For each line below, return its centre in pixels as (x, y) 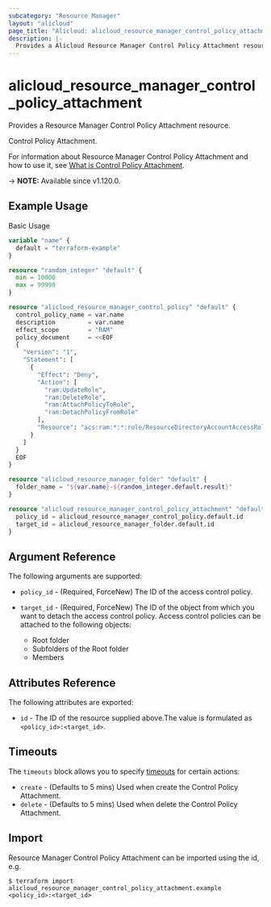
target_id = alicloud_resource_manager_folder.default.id (115, 524)
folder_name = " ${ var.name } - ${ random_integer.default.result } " (124, 487)
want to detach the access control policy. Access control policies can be (140, 616)
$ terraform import (41, 881)
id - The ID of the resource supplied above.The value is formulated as (136, 718)
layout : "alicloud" (41, 23)
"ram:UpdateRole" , (75, 390)
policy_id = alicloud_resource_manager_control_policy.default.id (129, 516)
